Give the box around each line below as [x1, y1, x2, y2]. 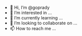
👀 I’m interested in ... [9, 10, 52, 16]
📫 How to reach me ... [9, 26, 56, 31]
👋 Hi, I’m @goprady [9, 5, 50, 10]
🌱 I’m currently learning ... [9, 15, 63, 20]
